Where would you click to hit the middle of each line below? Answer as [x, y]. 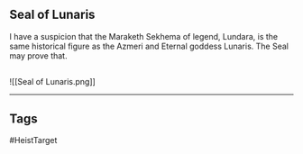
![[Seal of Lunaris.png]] [53, 82]
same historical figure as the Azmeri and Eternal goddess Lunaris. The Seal [149, 46]
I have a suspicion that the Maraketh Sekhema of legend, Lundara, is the [143, 36]
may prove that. [38, 55]
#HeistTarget [33, 140]
